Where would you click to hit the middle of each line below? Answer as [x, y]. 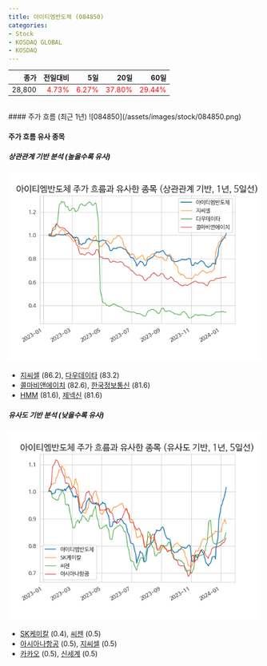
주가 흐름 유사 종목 [37, 137]
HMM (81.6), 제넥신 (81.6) [61, 394]
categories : [28, 25]
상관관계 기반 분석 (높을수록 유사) [60, 157]
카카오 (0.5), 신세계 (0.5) [59, 653]
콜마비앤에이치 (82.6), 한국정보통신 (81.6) [85, 385]
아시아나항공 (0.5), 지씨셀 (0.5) [68, 644]
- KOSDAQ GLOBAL [35, 42]
